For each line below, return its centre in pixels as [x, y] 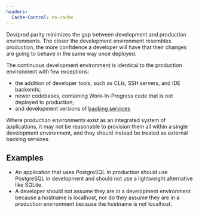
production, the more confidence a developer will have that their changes [97, 47]
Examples [25, 158]
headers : [17, 12]
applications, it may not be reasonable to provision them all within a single [97, 126]
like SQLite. [29, 185]
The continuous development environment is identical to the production [94, 65]
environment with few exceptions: [48, 71]
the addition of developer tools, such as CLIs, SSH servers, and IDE [98, 83]
